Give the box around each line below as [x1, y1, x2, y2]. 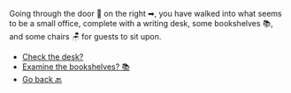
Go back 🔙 [21, 75, 63, 84]
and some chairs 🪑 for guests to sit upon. [9, 32, 162, 41]
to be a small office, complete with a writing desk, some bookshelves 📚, [9, 18, 274, 28]
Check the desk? [21, 52, 84, 61]
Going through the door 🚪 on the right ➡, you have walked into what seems [9, 9, 282, 18]
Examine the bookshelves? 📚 [21, 61, 130, 72]
